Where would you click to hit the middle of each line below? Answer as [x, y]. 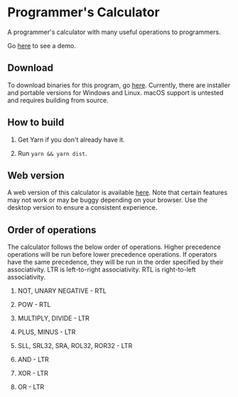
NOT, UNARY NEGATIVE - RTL [62, 291]
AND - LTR [33, 359]
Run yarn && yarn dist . [52, 153]
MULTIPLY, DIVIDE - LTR [54, 318]
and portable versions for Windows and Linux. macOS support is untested [115, 92]
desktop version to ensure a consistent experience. [82, 208]
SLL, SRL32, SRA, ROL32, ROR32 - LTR [75, 346]
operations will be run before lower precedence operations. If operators [112, 255]
